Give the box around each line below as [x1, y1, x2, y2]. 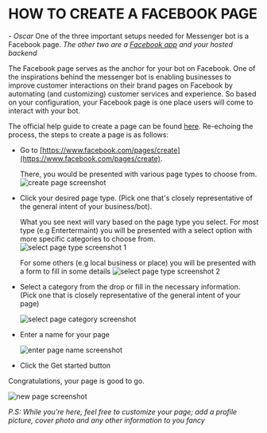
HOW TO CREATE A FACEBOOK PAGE [8, 5, 258, 23]
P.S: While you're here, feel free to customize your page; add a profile [8, 407, 238, 416]
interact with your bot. [8, 105, 81, 116]
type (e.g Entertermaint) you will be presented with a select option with [19, 225, 253, 235]
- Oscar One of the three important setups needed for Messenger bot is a [8, 31, 249, 41]
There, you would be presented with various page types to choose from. [19, 169, 257, 179]
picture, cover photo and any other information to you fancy [8, 415, 205, 425]
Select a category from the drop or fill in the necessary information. [19, 281, 241, 291]
